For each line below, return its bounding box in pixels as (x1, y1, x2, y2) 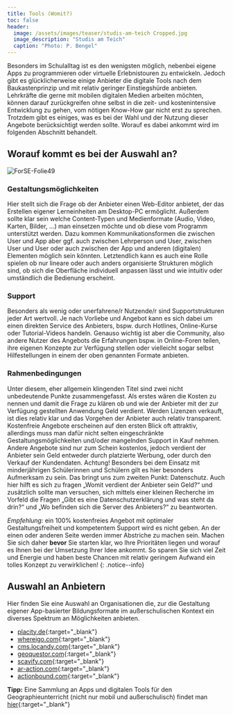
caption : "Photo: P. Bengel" (13, 42, 98, 49)
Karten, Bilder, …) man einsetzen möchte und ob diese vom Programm (7, 222, 208, 230)
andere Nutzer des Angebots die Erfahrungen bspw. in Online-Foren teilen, (7, 337, 221, 345)
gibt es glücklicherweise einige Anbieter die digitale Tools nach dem (7, 77, 202, 84)
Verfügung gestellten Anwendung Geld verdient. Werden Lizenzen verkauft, (7, 406, 224, 415)
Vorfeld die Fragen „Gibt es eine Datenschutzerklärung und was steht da (7, 495, 214, 504)
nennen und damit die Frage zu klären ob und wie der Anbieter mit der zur (7, 399, 219, 408)
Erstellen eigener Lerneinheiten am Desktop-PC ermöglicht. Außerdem (7, 207, 209, 216)
